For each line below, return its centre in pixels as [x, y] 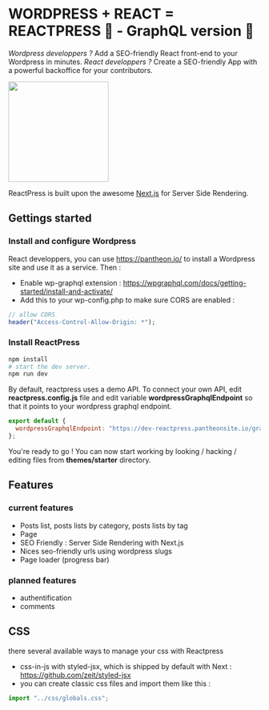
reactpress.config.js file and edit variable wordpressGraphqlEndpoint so [130, 398]
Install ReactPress [44, 343]
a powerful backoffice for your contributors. [81, 70]
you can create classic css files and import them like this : [115, 684]
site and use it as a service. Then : [65, 267]
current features [41, 508]
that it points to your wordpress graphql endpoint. [90, 407]
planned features [42, 580]
